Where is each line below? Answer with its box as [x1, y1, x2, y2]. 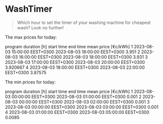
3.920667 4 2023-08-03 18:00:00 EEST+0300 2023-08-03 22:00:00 [5, 64, 145, 70]
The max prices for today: [5, 34, 57, 40]
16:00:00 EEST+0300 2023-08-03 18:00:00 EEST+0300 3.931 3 [19, 54, 148, 60]
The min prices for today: [5, 79, 56, 85]
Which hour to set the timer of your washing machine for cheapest [17, 20, 151, 25]
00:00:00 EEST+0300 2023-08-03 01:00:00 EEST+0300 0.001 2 [11, 94, 142, 100]
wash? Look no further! [17, 24, 64, 30]
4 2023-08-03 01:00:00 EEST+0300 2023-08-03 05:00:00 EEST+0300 [5, 109, 150, 115]
